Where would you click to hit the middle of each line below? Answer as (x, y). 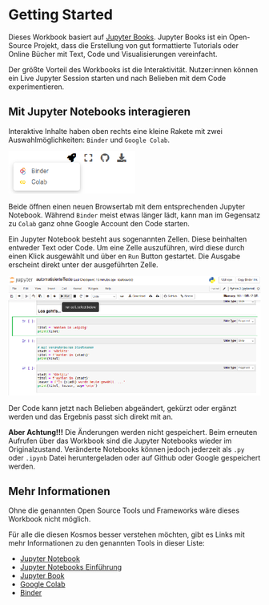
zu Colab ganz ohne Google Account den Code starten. (99, 223)
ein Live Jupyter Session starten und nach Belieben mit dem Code (117, 78)
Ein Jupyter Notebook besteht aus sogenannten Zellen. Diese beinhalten (128, 239)
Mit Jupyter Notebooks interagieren (99, 112)
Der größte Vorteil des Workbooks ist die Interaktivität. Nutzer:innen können (133, 69)
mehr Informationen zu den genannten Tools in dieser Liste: (107, 543)
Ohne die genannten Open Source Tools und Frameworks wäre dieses (124, 510)
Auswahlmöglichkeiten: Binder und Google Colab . (89, 140)
